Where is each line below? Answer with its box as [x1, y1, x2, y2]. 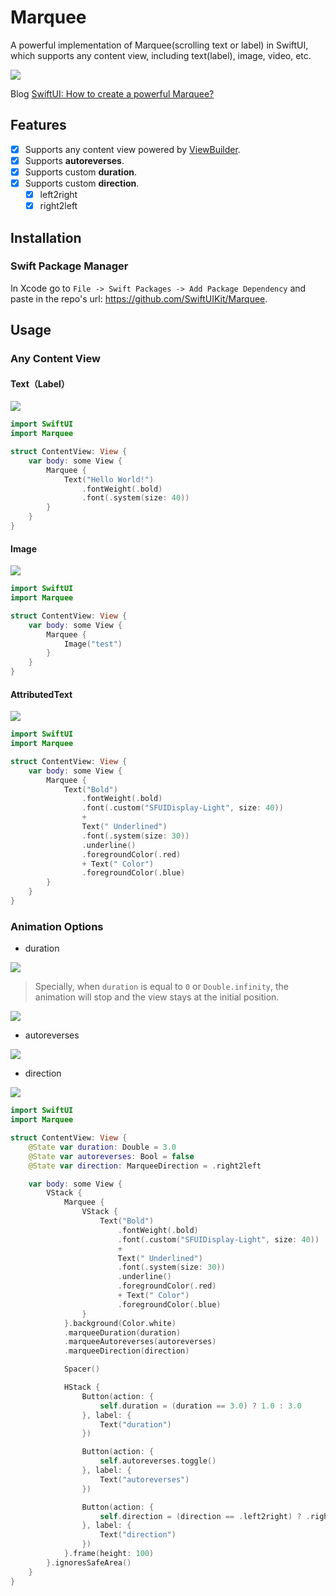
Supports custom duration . [24, 166, 137, 178]
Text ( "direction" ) [99, 1530, 177, 1540]
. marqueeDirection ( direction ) [63, 1346, 190, 1356]
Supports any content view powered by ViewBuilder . [24, 143, 241, 155]
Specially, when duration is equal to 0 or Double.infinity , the [34, 981, 289, 993]
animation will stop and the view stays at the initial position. [34, 991, 280, 1003]
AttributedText [10, 688, 73, 700]
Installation [10, 229, 82, 246]
